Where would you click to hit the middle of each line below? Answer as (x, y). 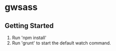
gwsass (21, 7)
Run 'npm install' (29, 37)
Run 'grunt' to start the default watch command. (61, 43)
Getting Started (29, 26)
